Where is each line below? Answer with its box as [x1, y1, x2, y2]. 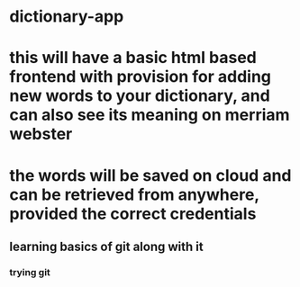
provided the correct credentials [9, 203, 257, 224]
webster [9, 124, 73, 145]
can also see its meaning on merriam [9, 105, 290, 125]
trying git [9, 265, 51, 278]
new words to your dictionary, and [9, 85, 270, 106]
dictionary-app [9, 6, 124, 27]
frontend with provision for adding [9, 67, 272, 87]
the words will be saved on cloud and [9, 165, 292, 185]
